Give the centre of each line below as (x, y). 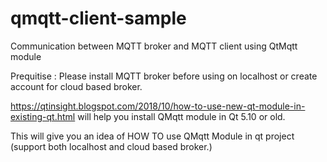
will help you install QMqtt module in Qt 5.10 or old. (181, 116)
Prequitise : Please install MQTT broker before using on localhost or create (164, 76)
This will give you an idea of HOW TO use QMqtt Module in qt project (152, 136)
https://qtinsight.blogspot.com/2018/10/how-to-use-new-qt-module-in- (158, 106)
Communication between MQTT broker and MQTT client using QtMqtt (154, 46)
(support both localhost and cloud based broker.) (111, 146)
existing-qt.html (43, 116)
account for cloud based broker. (76, 86)
